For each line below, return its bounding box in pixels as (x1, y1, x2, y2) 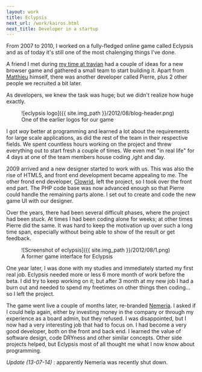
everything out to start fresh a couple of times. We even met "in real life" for (6, 147, 195, 154)
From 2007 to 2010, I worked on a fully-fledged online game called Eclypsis (6, 42, 194, 50)
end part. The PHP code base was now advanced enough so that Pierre (6, 184, 185, 192)
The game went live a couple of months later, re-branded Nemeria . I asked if (6, 302, 196, 309)
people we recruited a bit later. (6, 80, 83, 87)
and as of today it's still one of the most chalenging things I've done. (6, 49, 176, 56)
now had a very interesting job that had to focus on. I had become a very (6, 321, 187, 328)
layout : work (6, 8, 39, 15)
